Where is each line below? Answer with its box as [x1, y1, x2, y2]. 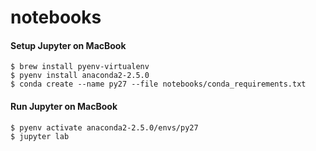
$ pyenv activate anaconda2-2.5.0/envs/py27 [10, 122, 199, 133]
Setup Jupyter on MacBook [10, 39, 127, 51]
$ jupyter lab [10, 131, 70, 141]
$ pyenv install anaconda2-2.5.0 [10, 71, 150, 81]
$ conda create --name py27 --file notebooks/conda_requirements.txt [10, 79, 307, 90]
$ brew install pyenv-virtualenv [10, 62, 150, 72]
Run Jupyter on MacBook [10, 100, 118, 112]
